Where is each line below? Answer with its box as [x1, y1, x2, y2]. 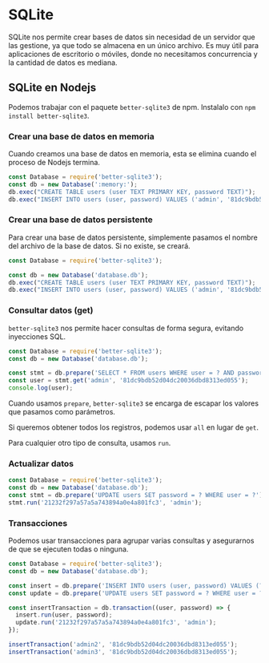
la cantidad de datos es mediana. [8, 58, 118, 67]
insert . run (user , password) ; [15, 611, 113, 619]
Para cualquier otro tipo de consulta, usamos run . [8, 439, 171, 448]
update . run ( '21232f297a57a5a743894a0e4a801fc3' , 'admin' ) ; [15, 619, 217, 627]
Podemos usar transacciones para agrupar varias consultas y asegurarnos [8, 536, 255, 546]
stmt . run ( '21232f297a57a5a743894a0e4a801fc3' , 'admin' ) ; [8, 499, 203, 507]
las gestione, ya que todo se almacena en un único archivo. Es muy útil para [8, 40, 259, 50]
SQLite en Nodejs [8, 81, 97, 95]
